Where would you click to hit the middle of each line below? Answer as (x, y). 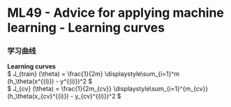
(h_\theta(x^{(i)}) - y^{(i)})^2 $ (50, 81)
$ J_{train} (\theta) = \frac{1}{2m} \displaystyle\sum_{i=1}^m (94, 74)
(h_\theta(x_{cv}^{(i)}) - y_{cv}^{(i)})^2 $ (64, 97)
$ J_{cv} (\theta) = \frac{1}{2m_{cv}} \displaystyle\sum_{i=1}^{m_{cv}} (108, 89)
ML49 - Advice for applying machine (116, 13)
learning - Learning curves (86, 28)
